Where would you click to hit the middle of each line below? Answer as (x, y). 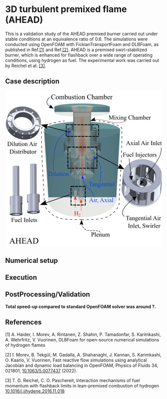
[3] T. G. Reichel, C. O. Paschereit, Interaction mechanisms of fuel (73, 380)
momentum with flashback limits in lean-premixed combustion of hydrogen (82, 385)
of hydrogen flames (25, 345)
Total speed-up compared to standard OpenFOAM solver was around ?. (81, 306)
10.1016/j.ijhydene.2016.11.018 (35, 391)
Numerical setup (32, 261)
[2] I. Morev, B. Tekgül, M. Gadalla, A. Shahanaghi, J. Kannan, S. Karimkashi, (83, 354)
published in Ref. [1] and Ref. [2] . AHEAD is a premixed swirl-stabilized (76, 50)
